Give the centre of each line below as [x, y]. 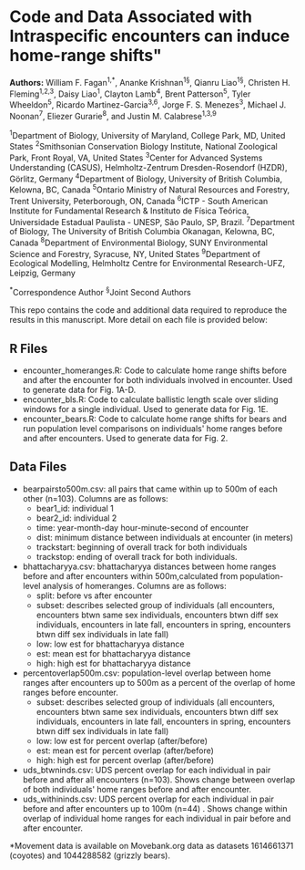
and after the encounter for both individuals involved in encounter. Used [158, 379]
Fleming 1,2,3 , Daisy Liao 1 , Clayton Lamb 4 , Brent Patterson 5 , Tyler [130, 93]
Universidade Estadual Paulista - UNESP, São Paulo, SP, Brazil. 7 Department [152, 221]
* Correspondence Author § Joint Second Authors [100, 292]
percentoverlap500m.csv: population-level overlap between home [147, 673]
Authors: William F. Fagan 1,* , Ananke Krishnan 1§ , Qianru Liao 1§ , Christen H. [150, 81]
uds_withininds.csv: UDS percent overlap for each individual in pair [148, 799]
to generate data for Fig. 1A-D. [79, 389]
